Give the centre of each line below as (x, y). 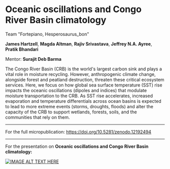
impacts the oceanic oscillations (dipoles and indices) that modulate (76, 90)
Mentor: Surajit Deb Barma (33, 59)
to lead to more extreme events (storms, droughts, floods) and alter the (79, 106)
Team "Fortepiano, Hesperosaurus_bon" (47, 34)
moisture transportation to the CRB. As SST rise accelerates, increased (79, 96)
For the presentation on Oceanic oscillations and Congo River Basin (77, 146)
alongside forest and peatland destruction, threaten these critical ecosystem (85, 79)
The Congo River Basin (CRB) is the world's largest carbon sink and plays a (83, 69)
